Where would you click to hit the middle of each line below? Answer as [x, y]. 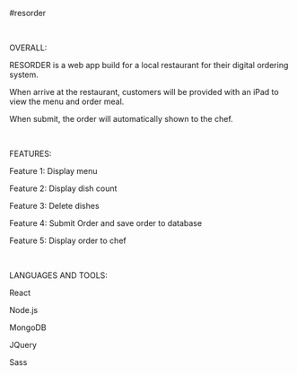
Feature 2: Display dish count [63, 188]
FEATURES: [31, 153]
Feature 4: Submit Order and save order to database [106, 223]
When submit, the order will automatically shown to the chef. [121, 119]
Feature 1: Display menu [53, 171]
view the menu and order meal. [67, 101]
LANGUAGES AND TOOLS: [58, 275]
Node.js [24, 310]
